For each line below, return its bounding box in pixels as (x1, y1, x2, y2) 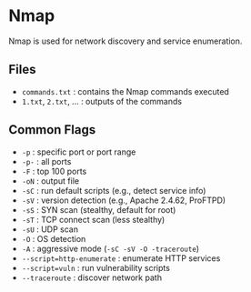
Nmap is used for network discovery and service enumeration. (8, 35, 243, 46)
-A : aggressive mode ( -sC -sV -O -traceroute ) (21, 243, 200, 254)
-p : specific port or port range (21, 146, 136, 157)
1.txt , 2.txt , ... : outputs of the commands (21, 96, 183, 106)
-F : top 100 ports (21, 166, 87, 176)
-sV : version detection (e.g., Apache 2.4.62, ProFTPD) (21, 195, 226, 206)
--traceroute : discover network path (21, 272, 163, 283)
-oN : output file (21, 175, 79, 186)
